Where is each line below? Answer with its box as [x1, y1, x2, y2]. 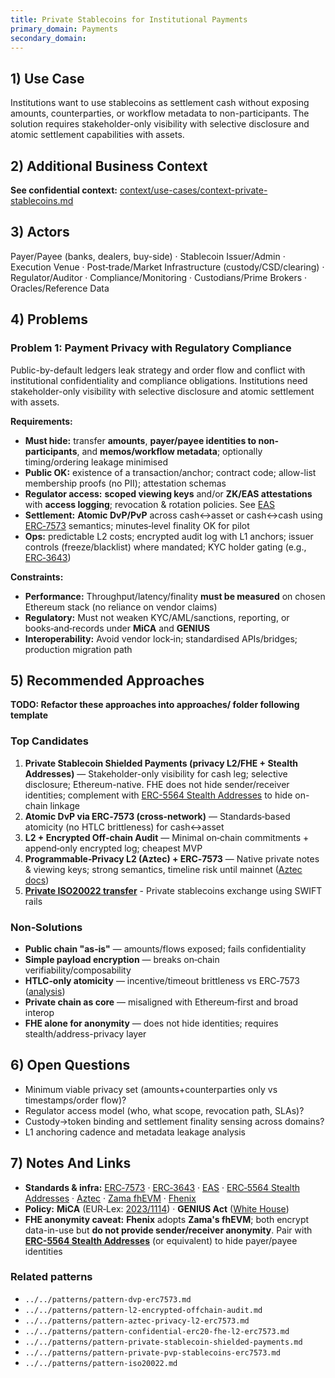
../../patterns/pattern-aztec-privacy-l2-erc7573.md [24, 1316, 250, 1326]
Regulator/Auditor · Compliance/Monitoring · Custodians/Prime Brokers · [10, 271, 308, 283]
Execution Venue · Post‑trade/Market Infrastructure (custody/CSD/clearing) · [10, 261, 325, 273]
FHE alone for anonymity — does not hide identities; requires [24, 1017, 279, 1029]
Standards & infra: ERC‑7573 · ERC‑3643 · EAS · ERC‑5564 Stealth [24, 1181, 300, 1193]
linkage [49, 799, 80, 811]
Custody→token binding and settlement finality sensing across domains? [24, 1115, 325, 1127]
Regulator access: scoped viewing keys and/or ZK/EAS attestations [24, 487, 313, 500]
